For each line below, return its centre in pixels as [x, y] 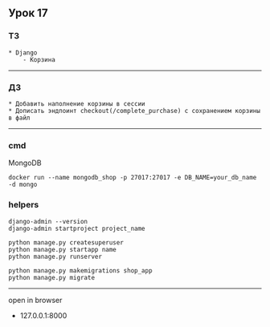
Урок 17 [28, 13]
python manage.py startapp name [62, 249]
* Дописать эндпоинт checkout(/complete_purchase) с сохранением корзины [135, 111]
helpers [24, 205]
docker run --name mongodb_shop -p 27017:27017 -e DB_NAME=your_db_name [133, 178]
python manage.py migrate [51, 277]
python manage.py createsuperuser [66, 242]
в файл [19, 118]
